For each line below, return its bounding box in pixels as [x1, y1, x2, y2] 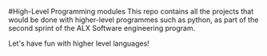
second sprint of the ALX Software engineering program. [8, 24, 196, 32]
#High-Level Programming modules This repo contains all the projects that [8, 7, 254, 16]
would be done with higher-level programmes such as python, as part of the [8, 15, 259, 24]
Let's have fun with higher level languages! [8, 39, 149, 48]
